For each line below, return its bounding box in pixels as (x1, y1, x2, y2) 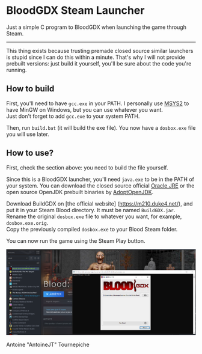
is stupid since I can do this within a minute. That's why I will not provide (6, 53, 185, 61)
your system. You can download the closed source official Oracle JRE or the (6, 182, 195, 189)
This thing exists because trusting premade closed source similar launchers (6, 47, 194, 54)
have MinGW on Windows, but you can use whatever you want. (6, 106, 164, 113)
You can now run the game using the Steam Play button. (6, 237, 145, 244)
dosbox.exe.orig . (6, 219, 49, 226)
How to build (6, 84, 55, 94)
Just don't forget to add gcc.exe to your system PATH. (6, 112, 140, 120)
